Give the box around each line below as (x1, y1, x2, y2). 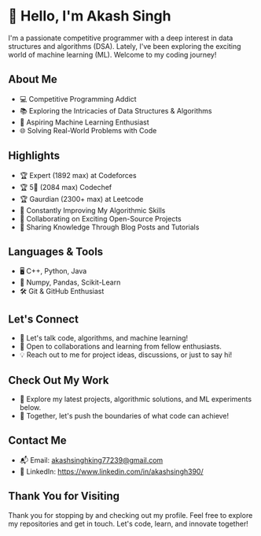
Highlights (8, 149, 61, 162)
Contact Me (8, 434, 67, 448)
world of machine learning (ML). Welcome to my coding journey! (8, 50, 217, 59)
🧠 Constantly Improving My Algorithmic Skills (19, 205, 166, 215)
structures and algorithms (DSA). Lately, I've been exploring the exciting (8, 41, 241, 50)
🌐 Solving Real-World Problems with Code (19, 125, 157, 135)
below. (19, 403, 42, 412)
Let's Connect (8, 312, 79, 326)
